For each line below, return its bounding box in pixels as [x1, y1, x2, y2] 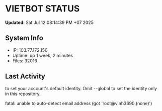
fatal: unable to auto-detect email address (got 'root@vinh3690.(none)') [5, 100, 153, 106]
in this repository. [5, 91, 41, 97]
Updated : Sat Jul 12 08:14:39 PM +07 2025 [5, 19, 94, 25]
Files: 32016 [12, 58, 37, 64]
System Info [5, 34, 44, 42]
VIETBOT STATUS [5, 3, 80, 14]
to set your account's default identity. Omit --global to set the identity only [5, 85, 158, 91]
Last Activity [5, 72, 46, 81]
